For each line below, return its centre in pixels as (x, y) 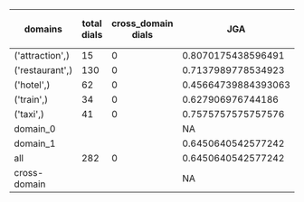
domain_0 (35, 129)
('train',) (31, 100)
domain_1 (35, 143)
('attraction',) (42, 55)
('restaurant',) (43, 70)
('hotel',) (32, 85)
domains (43, 29)
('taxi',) (29, 114)
